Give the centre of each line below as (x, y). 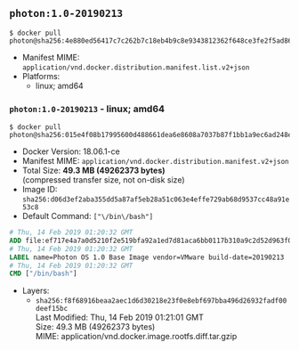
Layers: (36, 291)
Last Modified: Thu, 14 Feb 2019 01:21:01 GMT (120, 317)
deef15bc (52, 309)
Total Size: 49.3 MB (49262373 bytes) (94, 171)
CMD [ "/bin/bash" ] (43, 274)
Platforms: (41, 76)
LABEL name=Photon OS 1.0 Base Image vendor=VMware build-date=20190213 (147, 257)
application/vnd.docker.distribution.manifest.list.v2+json (136, 67)
